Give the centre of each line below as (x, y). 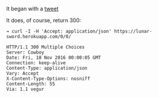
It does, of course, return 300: (44, 20)
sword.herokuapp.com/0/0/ (39, 37)
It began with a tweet (33, 9)
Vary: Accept (23, 73)
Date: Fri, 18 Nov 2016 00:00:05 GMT (54, 58)
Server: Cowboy (25, 52)
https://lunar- (133, 31)
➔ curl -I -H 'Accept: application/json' (59, 31)
